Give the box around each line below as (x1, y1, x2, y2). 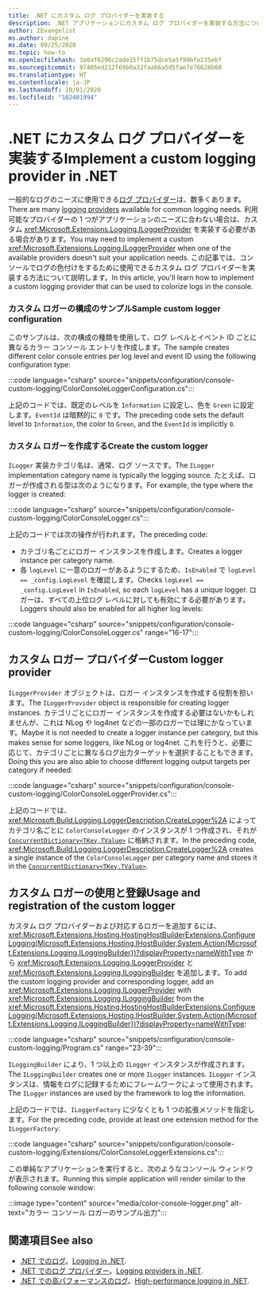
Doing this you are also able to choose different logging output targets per (8, 756, 251, 766)
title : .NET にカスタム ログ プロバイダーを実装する (8, 11, 164, 20)
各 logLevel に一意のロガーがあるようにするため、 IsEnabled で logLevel (19, 565, 257, 574)
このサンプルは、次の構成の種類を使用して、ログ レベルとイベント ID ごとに (8, 332, 257, 343)
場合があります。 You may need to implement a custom (14, 234, 194, 244)
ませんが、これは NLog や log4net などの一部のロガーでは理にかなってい (8, 718, 246, 727)
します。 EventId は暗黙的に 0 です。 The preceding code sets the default (8, 410, 244, 420)
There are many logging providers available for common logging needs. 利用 (8, 205, 258, 214)
